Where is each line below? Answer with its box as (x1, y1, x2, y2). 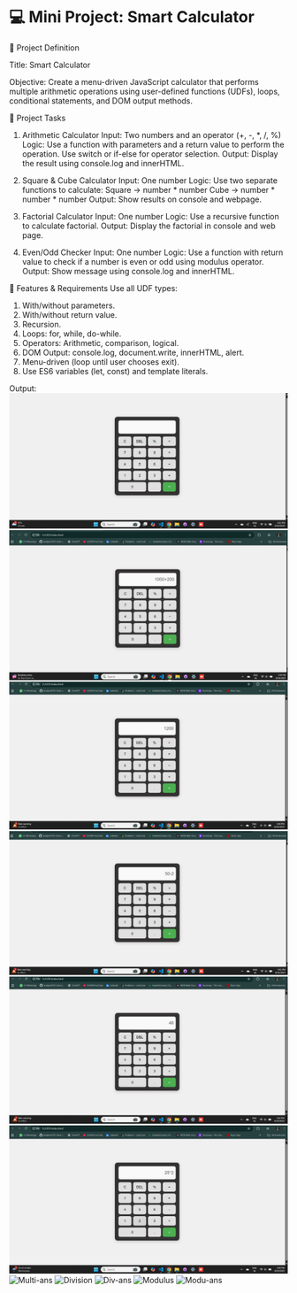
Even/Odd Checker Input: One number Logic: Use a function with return (21, 247, 284, 258)
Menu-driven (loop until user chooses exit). (21, 356, 179, 367)
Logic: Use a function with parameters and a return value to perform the (21, 139, 285, 150)
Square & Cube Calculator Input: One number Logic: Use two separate (21, 174, 278, 186)
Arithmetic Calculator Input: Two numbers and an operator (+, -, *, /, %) (21, 129, 281, 140)
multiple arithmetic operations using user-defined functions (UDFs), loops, (9, 86, 280, 96)
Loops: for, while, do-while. (21, 328, 122, 339)
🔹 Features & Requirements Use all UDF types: (9, 282, 179, 293)
